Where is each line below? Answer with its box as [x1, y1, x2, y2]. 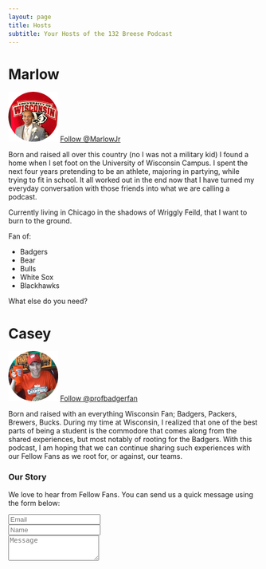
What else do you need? [8, 296, 88, 306]
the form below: [8, 498, 61, 508]
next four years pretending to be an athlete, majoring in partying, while [8, 167, 241, 176]
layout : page [8, 13, 52, 21]
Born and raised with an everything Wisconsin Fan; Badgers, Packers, [8, 409, 237, 419]
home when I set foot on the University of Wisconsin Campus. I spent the [8, 158, 248, 168]
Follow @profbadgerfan [59, 393, 138, 403]
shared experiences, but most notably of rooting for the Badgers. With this [8, 435, 252, 445]
